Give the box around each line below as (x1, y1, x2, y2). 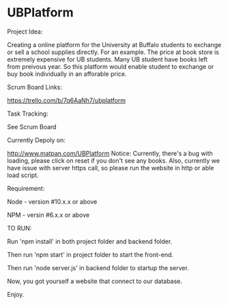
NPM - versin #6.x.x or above (7, 211, 90, 219)
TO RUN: (7, 224, 32, 232)
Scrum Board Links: (7, 83, 63, 91)
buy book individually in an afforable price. (7, 70, 127, 78)
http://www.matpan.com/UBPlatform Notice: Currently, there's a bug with (7, 149, 213, 157)
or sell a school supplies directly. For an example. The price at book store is (7, 48, 220, 56)
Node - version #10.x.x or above (7, 197, 98, 206)
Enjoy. (7, 290, 25, 298)
